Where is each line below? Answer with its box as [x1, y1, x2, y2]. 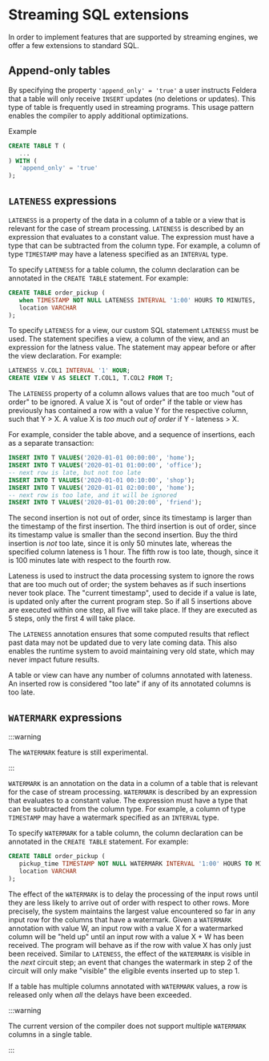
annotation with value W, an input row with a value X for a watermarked [8, 923, 243, 933]
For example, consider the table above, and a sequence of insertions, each [8, 430, 255, 439]
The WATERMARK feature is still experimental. [8, 747, 149, 757]
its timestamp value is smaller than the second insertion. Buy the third [8, 530, 239, 540]
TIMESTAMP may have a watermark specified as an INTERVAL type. [8, 812, 219, 823]
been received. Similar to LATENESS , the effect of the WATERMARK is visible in [8, 949, 251, 958]
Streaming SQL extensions [8, 6, 190, 24]
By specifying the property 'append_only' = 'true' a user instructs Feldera [8, 85, 257, 95]
